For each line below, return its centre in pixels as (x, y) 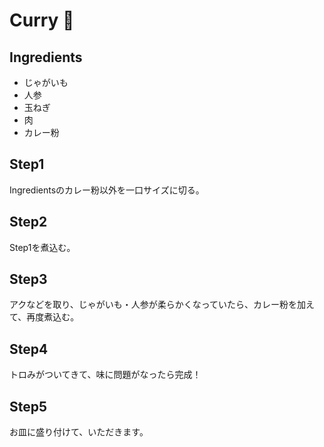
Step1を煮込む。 (42, 247)
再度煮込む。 (53, 317)
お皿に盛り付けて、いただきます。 (79, 432)
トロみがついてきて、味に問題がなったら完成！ (105, 375)
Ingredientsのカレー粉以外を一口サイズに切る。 (107, 190)
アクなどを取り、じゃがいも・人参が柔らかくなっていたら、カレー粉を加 (158, 305)
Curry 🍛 (42, 20)
